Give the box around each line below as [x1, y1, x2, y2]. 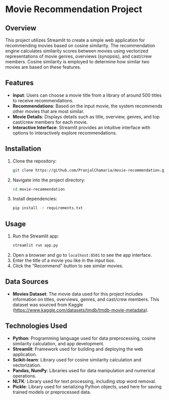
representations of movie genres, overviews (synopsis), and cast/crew [5, 53, 152, 59]
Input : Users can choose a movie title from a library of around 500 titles [12, 92, 162, 98]
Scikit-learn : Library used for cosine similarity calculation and [12, 356, 142, 363]
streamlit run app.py [12, 243, 58, 248]
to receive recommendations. [12, 97, 74, 103]
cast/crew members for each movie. [12, 119, 88, 125]
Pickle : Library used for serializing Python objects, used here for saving [12, 383, 162, 389]
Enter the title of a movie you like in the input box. [12, 257, 116, 263]
